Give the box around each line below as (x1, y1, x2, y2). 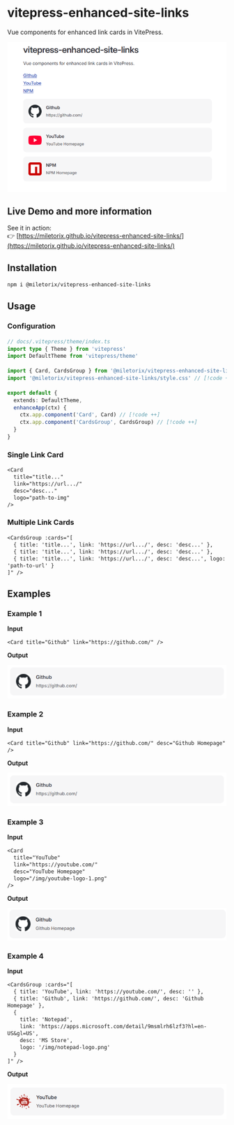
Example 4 (7, 951, 44, 961)
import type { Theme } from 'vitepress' (7, 345, 127, 352)
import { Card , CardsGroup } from (7, 368, 108, 375)
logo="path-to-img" (13, 494, 70, 502)
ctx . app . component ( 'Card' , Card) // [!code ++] (19, 411, 160, 418)
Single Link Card (7, 450, 64, 459)
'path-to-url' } (7, 562, 54, 569)
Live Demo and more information (7, 205, 152, 217)
